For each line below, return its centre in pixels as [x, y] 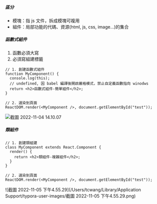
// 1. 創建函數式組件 [25, 69]
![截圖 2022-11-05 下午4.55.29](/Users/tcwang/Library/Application [73, 189]
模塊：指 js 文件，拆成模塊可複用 [46, 20]
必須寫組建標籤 [28, 59]
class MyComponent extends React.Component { [53, 147]
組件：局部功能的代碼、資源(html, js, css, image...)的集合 [71, 26]
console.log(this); [30, 78]
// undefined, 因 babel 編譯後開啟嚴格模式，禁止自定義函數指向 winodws [79, 83]
